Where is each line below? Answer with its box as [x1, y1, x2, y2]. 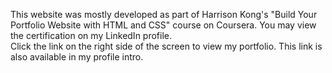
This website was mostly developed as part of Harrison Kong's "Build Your [10, 9, 318, 20]
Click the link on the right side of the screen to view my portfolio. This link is [10, 40, 323, 52]
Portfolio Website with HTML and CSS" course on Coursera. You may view [10, 19, 317, 31]
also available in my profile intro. [10, 51, 144, 63]
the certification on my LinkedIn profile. [10, 30, 173, 41]
